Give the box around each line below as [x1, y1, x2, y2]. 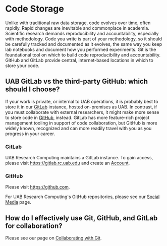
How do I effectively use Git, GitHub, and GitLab [5, 214, 158, 222]
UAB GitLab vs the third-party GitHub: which [5, 77, 148, 86]
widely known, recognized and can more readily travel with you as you [5, 125, 152, 131]
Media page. [5, 199, 31, 205]
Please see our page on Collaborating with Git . [5, 235, 102, 241]
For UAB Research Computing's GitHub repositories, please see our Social [5, 194, 160, 200]
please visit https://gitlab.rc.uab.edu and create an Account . [5, 160, 130, 166]
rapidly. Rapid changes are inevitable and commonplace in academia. [5, 25, 150, 31]
